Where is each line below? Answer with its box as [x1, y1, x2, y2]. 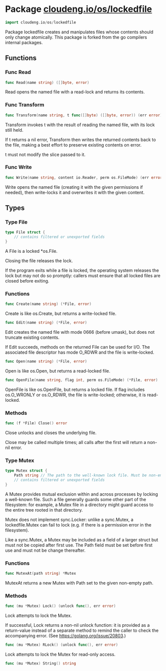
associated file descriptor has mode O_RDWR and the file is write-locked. [5, 349, 155, 356]
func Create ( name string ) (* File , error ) [5, 301, 92, 306]
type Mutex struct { [5, 468, 48, 473]
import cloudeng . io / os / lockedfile [5, 20, 77, 25]
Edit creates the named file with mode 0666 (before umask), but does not [5, 329, 155, 335]
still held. [5, 127, 24, 133]
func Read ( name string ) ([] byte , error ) [5, 80, 90, 85]
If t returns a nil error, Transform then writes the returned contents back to [5, 137, 156, 143]
